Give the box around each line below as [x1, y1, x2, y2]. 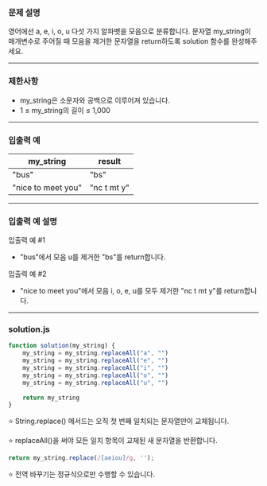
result [98, 155, 122, 166]
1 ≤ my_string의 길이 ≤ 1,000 [19, 105, 111, 115]
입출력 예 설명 [8, 216, 58, 227]
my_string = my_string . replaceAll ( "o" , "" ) [22, 371, 169, 379]
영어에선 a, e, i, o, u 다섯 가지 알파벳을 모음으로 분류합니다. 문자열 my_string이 [8, 26, 252, 37]
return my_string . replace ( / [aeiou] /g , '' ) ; [8, 454, 155, 462]
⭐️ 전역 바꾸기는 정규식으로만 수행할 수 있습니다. [8, 469, 156, 479]
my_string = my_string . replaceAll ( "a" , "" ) [22, 349, 169, 357]
